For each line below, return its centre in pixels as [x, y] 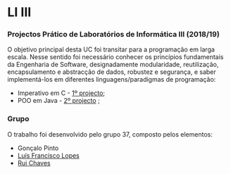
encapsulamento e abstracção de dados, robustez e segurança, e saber [112, 72]
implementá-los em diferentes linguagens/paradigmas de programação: [112, 80]
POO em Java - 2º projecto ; [58, 101]
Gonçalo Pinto [38, 148]
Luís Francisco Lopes [48, 155]
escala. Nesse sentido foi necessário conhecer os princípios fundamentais [115, 57]
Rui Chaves [34, 163]
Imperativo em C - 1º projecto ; [61, 93]
